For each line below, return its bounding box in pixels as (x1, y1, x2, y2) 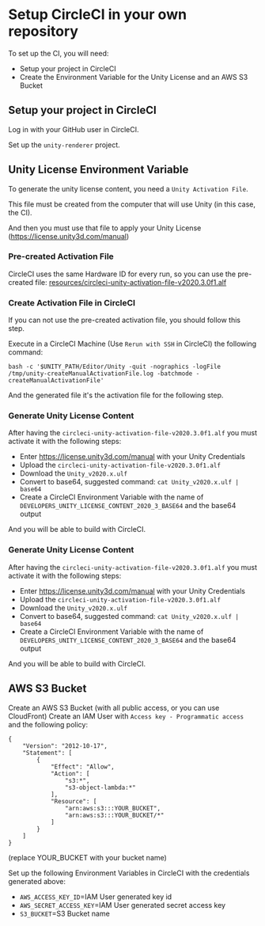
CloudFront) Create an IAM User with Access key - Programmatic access (8, 711, 244, 721)
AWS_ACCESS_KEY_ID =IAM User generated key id (19, 892, 172, 901)
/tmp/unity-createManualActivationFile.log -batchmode (8, 370, 193, 378)
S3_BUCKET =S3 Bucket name (19, 909, 111, 918)
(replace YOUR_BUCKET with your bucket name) (8, 852, 168, 862)
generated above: (8, 876, 66, 886)
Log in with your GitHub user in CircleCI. (8, 124, 140, 134)
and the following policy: (8, 719, 89, 729)
